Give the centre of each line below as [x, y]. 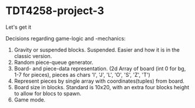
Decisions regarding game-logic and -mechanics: [66, 38]
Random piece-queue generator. [54, 62]
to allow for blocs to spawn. [48, 93]
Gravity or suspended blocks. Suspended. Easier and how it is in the [97, 50]
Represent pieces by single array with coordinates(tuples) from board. [99, 81]
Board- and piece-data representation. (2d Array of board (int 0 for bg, [100, 68]
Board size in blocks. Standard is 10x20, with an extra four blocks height [102, 87]
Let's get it [19, 27]
